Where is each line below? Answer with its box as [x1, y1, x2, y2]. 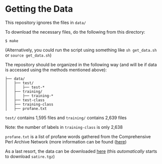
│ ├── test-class [5, 98, 45, 102]
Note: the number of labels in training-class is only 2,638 [5, 124, 123, 130]
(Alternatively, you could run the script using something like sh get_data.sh [5, 47, 157, 53]
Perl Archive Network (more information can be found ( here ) [5, 139, 127, 144]
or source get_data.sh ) [5, 52, 52, 58]
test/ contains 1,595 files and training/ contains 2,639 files [5, 115, 127, 121]
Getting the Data [5, 3, 73, 15]
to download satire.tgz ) [5, 153, 55, 159]
